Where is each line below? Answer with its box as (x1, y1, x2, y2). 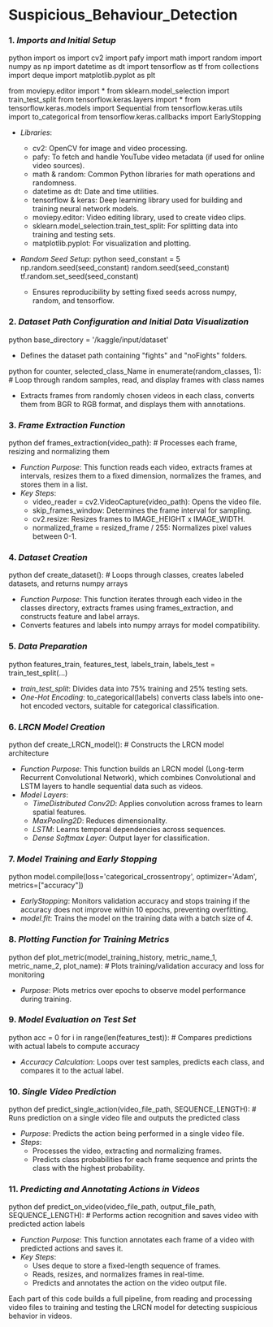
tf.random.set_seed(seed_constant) (19, 271, 140, 281)
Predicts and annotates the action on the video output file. (32, 1278, 227, 1288)
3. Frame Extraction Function (8, 419, 126, 431)
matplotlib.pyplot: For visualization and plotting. (32, 238, 192, 249)
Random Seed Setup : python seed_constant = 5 (19, 254, 181, 264)
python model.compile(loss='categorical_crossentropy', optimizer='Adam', (8, 872, 258, 882)
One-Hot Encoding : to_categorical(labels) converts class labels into (19, 692, 246, 702)
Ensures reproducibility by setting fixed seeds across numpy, (32, 287, 237, 297)
